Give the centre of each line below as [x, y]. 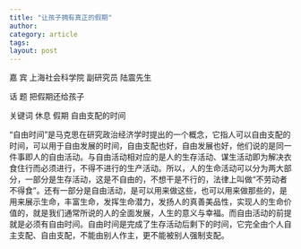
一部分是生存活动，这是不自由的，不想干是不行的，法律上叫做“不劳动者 [156, 179]
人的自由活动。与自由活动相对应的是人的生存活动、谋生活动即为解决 [158, 157]
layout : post [34, 51]
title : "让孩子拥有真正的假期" [61, 17]
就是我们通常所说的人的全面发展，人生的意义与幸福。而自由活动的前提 [162, 213]
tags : [19, 43]
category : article [43, 34]
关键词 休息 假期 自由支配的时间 [68, 116]
